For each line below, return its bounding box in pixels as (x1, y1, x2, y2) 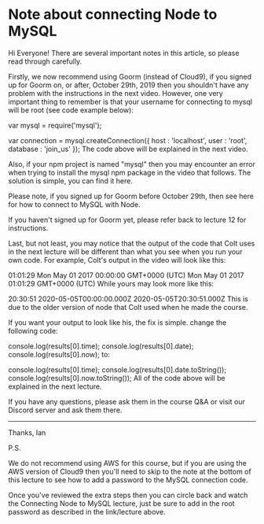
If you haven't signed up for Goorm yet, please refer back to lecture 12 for (8, 215, 247, 224)
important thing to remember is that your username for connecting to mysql (8, 97, 253, 106)
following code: (8, 326, 58, 335)
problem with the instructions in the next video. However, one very (8, 88, 224, 98)
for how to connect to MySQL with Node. (8, 199, 141, 209)
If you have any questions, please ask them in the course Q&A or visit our (8, 397, 245, 406)
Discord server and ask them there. (8, 405, 123, 415)
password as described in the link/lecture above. (8, 507, 167, 516)
